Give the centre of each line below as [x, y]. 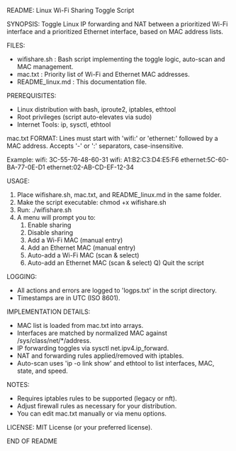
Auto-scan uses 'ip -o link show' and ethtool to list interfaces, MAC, [116, 363]
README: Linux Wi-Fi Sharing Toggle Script [71, 10]
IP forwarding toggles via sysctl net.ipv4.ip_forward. [93, 348]
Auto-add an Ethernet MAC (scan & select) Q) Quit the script [116, 263]
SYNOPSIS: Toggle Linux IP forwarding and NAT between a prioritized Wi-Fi [117, 24]
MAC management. [45, 67]
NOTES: [18, 384]
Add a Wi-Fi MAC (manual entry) [75, 240]
